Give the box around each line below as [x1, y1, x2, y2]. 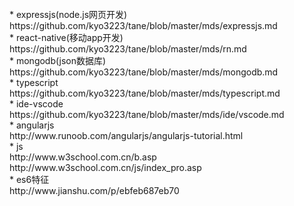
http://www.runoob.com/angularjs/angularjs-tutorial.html [9, 130, 244, 141]
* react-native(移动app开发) [9, 32, 124, 43]
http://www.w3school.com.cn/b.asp [9, 151, 157, 163]
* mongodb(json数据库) [9, 55, 107, 66]
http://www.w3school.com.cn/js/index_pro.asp [9, 162, 202, 173]
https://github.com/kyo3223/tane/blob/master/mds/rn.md [9, 43, 247, 55]
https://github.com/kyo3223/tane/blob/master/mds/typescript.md [9, 87, 281, 99]
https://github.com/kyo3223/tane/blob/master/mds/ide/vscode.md [9, 109, 285, 120]
